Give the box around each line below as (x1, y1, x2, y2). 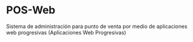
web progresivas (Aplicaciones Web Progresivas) (6, 29, 126, 36)
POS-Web (6, 3, 56, 17)
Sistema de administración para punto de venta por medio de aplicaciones (6, 23, 188, 30)
